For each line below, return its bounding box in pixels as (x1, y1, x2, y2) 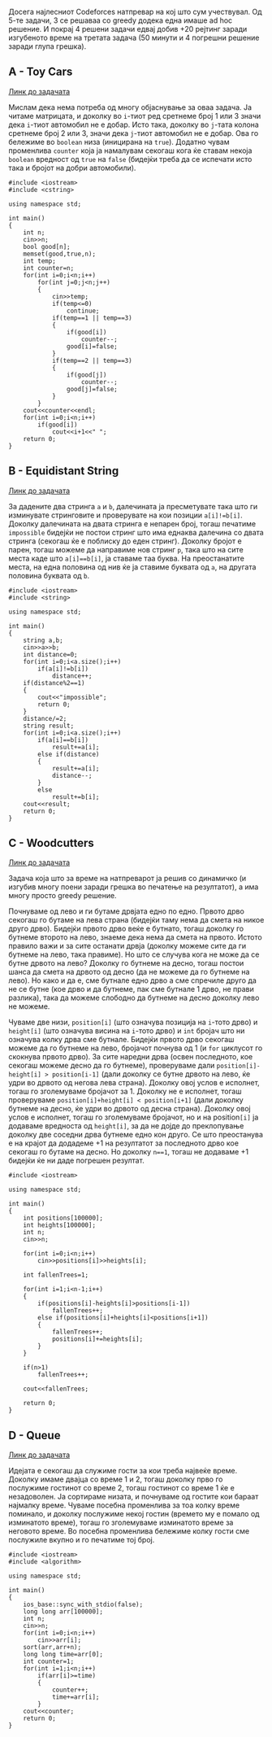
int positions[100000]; (23, 1214, 104, 1223)
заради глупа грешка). (8, 41, 87, 51)
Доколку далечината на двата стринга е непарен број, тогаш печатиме (8, 518, 257, 528)
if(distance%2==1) (23, 679, 85, 687)
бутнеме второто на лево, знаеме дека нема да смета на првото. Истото (8, 932, 262, 942)
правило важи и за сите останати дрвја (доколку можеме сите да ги (8, 941, 246, 951)
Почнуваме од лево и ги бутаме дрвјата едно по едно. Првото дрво (8, 906, 245, 916)
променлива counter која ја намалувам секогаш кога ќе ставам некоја (8, 146, 253, 155)
